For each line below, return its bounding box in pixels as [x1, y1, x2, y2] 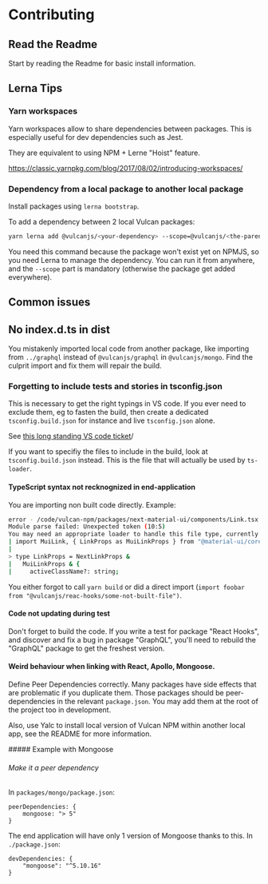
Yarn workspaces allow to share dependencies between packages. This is [8, 124, 252, 133]
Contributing [8, 6, 95, 24]
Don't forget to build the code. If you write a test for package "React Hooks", [8, 626, 259, 636]
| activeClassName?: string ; [8, 567, 120, 575]
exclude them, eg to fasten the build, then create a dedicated [8, 408, 209, 417]
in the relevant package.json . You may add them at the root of [57, 696, 259, 706]
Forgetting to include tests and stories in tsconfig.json [8, 380, 223, 392]
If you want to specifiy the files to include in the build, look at [8, 447, 209, 456]
